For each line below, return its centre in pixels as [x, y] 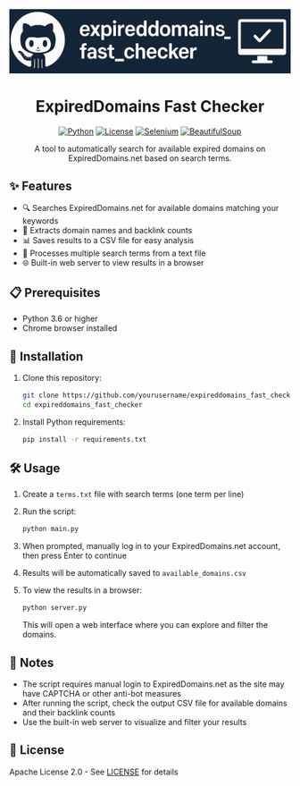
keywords [40, 221]
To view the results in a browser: [82, 590]
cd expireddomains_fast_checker [82, 405]
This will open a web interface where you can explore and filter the [145, 625]
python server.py [54, 608]
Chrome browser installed [70, 328]
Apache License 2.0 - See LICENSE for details [94, 772]
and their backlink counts [69, 713]
